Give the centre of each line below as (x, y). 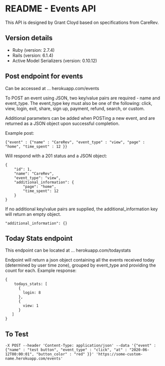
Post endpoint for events (44, 76)
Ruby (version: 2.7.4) (33, 50)
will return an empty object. (33, 214)
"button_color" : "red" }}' (65, 354)
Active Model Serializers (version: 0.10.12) (55, 61)
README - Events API (51, 9)
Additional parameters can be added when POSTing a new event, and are (80, 118)
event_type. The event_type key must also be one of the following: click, (79, 103)
